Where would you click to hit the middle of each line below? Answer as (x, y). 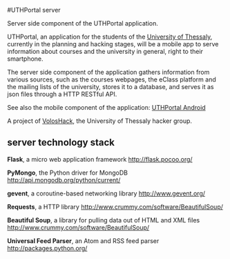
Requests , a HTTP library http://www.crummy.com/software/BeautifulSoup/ (115, 207)
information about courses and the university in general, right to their (105, 51)
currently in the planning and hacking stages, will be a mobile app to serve (113, 44)
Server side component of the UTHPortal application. (83, 23)
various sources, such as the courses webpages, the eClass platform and (112, 79)
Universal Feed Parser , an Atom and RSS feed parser (83, 240)
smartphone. (25, 59)
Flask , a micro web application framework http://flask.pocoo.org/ (100, 159)
